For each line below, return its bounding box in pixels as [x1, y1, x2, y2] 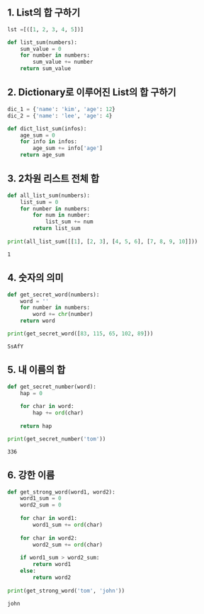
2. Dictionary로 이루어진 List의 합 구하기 [7, 86, 176, 98]
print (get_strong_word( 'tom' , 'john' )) [7, 587, 125, 594]
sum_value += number [33, 59, 93, 66]
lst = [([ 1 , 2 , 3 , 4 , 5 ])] [7, 25, 84, 33]
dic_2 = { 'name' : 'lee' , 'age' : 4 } [7, 112, 113, 119]
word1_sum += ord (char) [33, 521, 103, 528]
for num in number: [33, 212, 91, 219]
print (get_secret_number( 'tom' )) [7, 435, 106, 443]
